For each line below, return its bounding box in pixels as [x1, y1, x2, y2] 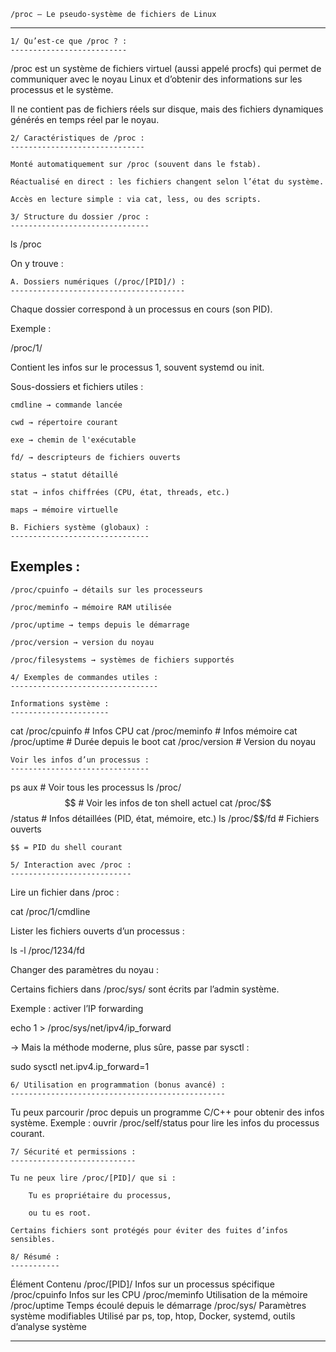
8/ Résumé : [10, 1251, 60, 1262]
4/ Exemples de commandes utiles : [10, 672, 159, 682]
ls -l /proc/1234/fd [10, 944, 85, 956]
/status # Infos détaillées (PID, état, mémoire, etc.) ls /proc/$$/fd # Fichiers [10, 812, 320, 824]
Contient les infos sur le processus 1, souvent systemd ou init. [10, 361, 265, 373]
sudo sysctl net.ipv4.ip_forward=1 [10, 1060, 150, 1072]
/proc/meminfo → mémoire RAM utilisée [10, 602, 172, 612]
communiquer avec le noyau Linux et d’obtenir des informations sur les [10, 73, 303, 85]
